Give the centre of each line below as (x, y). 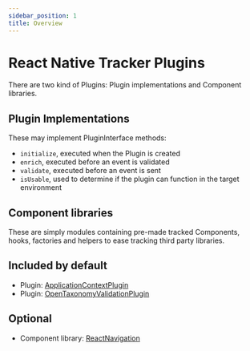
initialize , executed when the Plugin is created (100, 154)
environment (41, 188)
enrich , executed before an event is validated (95, 162)
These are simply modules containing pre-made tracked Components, (124, 232)
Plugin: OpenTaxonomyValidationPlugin (85, 293)
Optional (30, 319)
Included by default (58, 266)
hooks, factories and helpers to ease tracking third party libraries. (117, 240)
